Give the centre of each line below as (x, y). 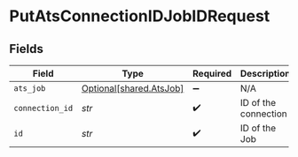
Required (212, 74)
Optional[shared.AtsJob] (133, 88)
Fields (27, 49)
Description (265, 74)
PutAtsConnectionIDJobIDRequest (140, 16)
